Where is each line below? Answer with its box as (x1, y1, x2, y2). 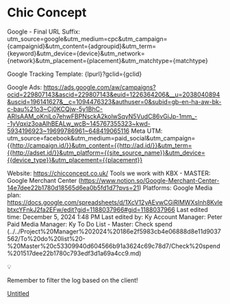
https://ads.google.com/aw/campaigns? (43, 83, 156, 91)
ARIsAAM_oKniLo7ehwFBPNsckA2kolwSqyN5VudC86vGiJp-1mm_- (7, 112, 198, 121)
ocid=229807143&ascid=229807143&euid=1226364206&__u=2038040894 (7, 90, 220, 99)
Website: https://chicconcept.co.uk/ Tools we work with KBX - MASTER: (7, 169, 211, 177)
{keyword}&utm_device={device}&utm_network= (7, 49, 145, 58)
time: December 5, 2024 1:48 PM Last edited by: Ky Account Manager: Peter (7, 212, 222, 220)
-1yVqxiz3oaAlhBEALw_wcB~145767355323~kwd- (7, 119, 151, 127)
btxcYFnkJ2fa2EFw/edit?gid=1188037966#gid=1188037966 (7, 205, 176, 214)
